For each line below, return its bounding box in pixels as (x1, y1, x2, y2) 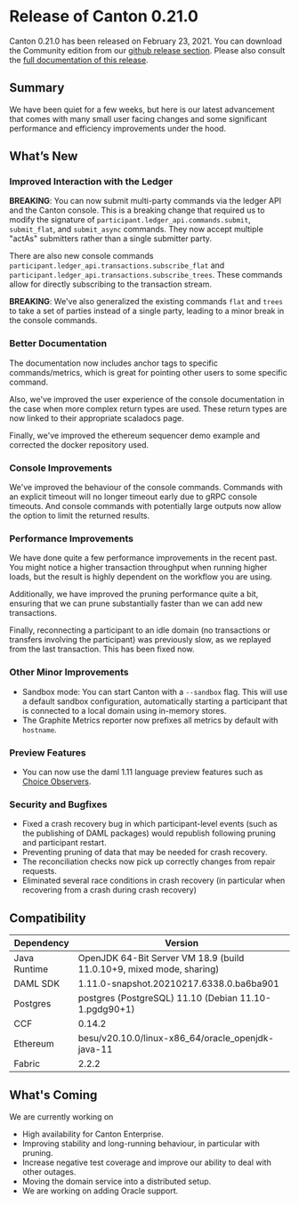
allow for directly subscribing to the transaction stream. (9, 279, 212, 290)
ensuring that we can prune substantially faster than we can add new (9, 598, 263, 609)
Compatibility (9, 910, 86, 926)
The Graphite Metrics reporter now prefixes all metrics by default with (21, 715, 279, 725)
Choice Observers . (21, 776, 92, 787)
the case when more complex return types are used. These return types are (9, 403, 287, 414)
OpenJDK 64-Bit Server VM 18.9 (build (77, 952, 245, 965)
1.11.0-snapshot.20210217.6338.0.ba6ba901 (77, 977, 280, 990)
